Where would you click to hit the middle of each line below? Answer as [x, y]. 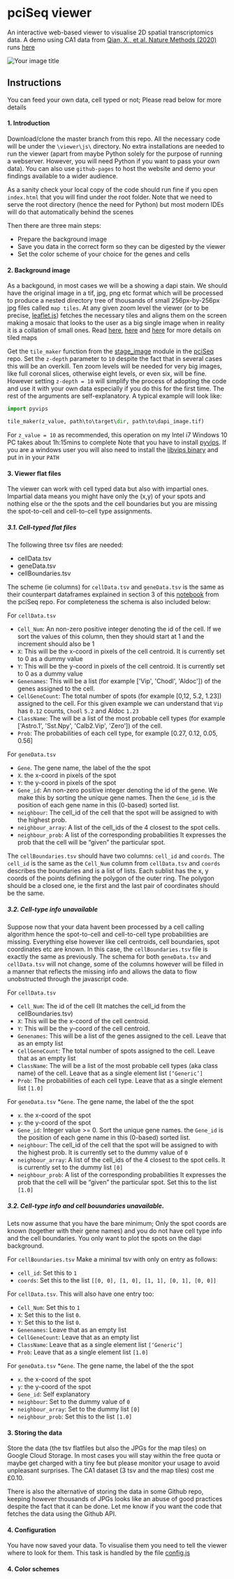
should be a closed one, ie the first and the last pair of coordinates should [114, 886]
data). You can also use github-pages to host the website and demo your [111, 168]
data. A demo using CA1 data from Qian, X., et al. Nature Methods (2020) [112, 39]
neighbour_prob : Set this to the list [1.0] [75, 1416]
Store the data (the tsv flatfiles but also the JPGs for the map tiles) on [107, 1448]
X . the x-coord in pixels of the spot [67, 775]
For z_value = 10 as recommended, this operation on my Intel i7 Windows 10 [117, 435]
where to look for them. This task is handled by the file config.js [99, 1553]
